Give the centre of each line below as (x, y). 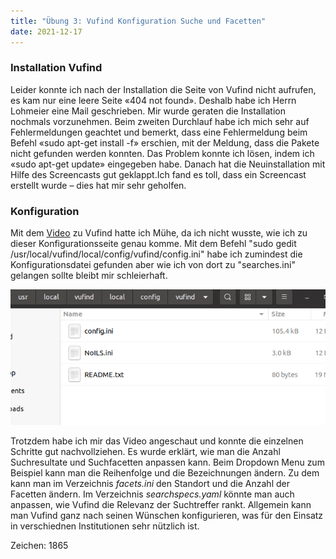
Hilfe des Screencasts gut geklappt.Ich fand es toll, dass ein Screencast (158, 174)
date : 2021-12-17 (46, 31)
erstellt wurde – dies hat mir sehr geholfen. (98, 185)
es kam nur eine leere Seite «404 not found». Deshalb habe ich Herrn (153, 100)
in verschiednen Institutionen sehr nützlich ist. (105, 526)
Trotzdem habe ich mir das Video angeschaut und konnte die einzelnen (157, 441)
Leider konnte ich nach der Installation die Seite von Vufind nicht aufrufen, (163, 89)
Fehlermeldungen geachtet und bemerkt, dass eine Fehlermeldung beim (159, 132)
